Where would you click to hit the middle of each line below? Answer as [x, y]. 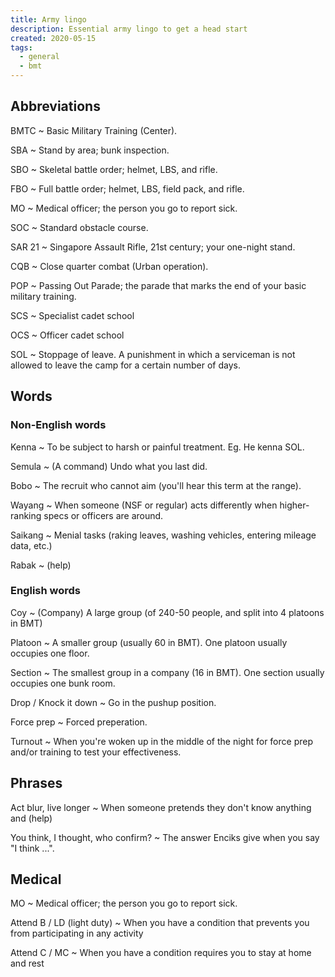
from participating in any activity [77, 933]
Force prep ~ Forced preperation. [79, 722]
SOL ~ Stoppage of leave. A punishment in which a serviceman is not [153, 354]
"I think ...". [32, 848]
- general [39, 57]
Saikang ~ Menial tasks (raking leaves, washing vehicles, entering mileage [163, 535]
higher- [294, 505]
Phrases [36, 783]
